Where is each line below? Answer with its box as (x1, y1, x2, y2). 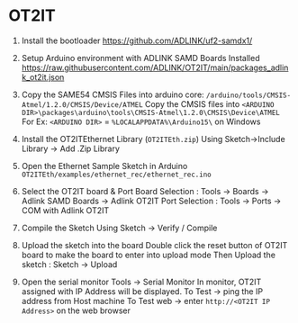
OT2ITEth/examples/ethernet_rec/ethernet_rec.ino (21, 170, 212, 179)
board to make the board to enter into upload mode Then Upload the (21, 249, 276, 260)
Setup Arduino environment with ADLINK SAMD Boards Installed (21, 52, 260, 63)
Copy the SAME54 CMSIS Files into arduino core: (21, 89, 204, 100)
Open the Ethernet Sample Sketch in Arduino (21, 160, 188, 171)
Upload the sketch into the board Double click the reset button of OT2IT (21, 239, 288, 250)
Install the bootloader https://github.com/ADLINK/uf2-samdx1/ (21, 35, 253, 46)
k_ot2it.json (21, 71, 65, 82)
